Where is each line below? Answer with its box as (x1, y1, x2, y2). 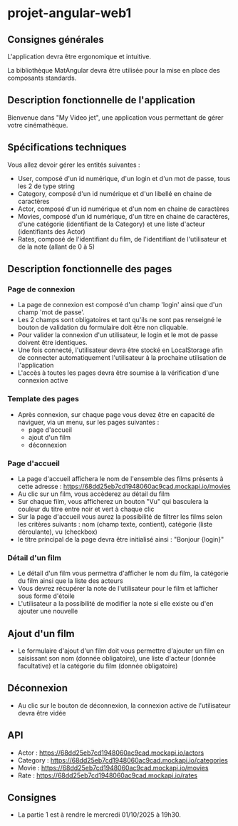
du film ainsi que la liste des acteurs (17, 577, 123, 585)
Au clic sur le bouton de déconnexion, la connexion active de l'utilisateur (17, 701, 231, 710)
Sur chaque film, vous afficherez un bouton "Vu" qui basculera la (17, 497, 209, 505)
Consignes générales (7, 33, 105, 46)
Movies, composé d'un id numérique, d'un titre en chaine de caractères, (17, 212, 230, 220)
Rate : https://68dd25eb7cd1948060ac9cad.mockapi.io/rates (17, 771, 198, 780)
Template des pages (7, 394, 80, 404)
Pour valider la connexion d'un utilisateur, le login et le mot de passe (17, 331, 219, 339)
